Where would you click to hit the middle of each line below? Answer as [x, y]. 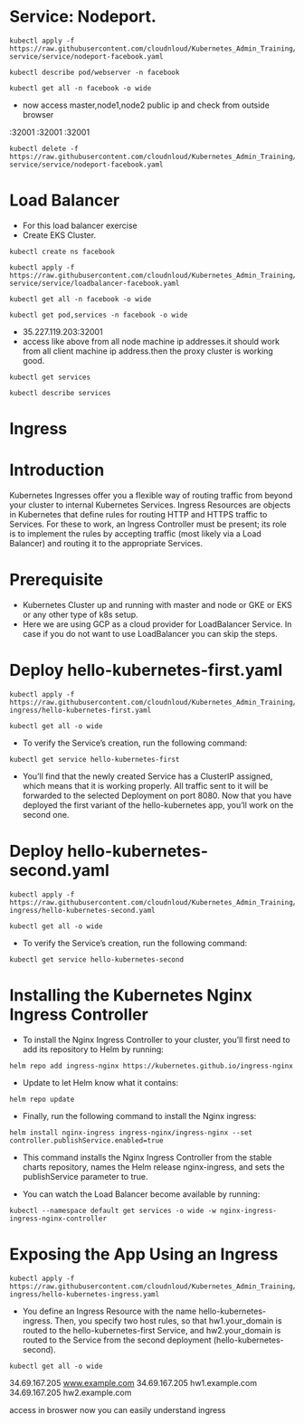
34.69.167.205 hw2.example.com [71, 1392]
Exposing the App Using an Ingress [144, 1254]
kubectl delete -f [44, 148]
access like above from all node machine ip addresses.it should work [151, 341]
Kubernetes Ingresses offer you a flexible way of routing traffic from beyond [151, 495]
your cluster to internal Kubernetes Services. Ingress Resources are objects [150, 505]
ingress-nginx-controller [58, 1219]
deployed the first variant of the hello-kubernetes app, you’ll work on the [158, 805]
